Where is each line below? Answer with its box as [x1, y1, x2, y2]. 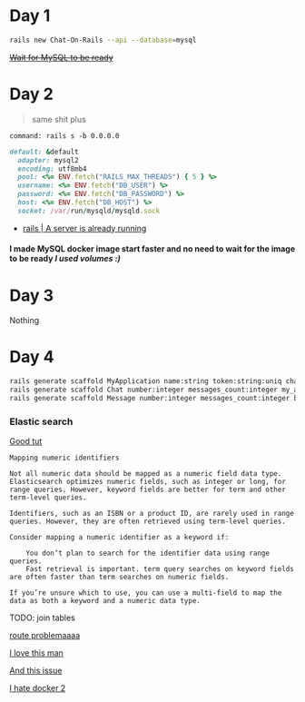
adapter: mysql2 [17, 155, 79, 164]
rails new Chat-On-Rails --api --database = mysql [9, 35, 197, 44]
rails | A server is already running [22, 222, 147, 233]
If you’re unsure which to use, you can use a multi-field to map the [9, 588, 282, 598]
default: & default [9, 147, 79, 156]
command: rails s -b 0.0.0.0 [9, 131, 120, 141]
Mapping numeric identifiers [9, 453, 120, 463]
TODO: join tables [9, 612, 75, 623]
